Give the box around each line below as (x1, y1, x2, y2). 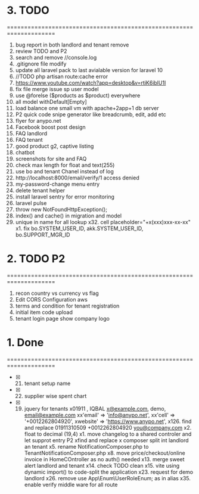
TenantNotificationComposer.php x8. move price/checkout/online (24, 449, 185, 456)
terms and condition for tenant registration (15, 302, 120, 309)
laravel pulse (15, 199, 47, 206)
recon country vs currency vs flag (15, 290, 99, 297)
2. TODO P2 (7, 252, 66, 266)
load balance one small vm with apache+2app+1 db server (15, 104, 160, 111)
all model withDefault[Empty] (15, 98, 87, 105)
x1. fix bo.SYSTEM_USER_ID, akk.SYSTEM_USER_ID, (15, 225, 144, 232)
